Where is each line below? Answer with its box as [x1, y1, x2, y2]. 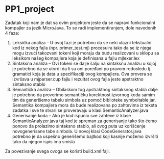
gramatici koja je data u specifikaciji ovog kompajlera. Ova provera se [12, 71, 152, 77]
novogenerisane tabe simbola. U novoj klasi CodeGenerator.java [12, 128, 142, 134]
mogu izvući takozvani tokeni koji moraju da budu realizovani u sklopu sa [12, 50, 159, 56]
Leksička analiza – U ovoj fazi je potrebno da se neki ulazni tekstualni [12, 39, 152, 45]
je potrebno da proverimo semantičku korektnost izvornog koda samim [12, 92, 155, 98]
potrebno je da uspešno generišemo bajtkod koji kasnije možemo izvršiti [12, 133, 158, 139]
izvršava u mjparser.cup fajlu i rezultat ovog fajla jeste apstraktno [12, 76, 143, 82]
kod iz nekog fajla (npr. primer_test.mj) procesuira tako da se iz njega [12, 45, 152, 51]
